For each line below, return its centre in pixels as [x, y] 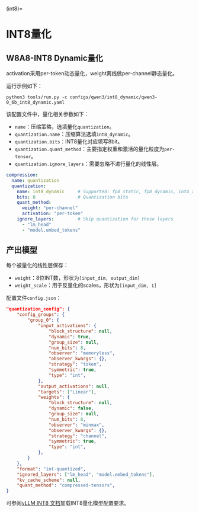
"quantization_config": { [38, 309]
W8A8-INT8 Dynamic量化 [55, 58]
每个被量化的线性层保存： [37, 265]
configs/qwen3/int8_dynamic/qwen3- [114, 97]
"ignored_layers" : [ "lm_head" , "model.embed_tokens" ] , [86, 474]
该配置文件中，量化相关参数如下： [48, 114]
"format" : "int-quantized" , [51, 469]
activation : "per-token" [52, 214]
